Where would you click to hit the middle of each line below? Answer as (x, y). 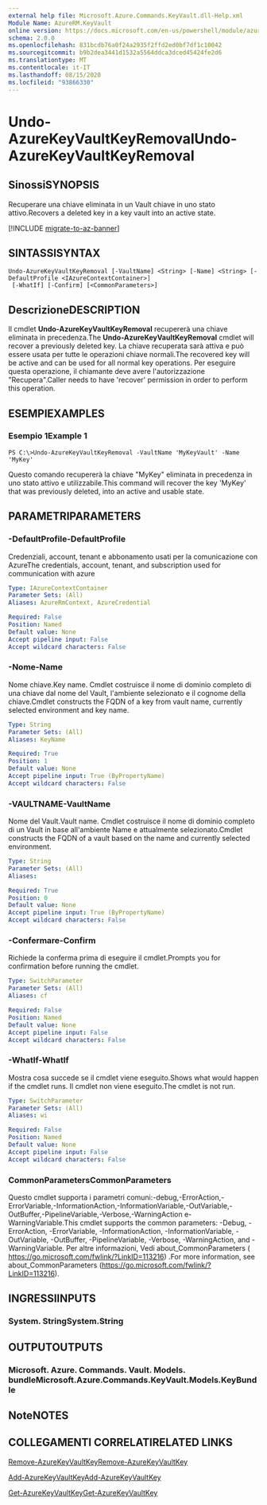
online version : (35, 30)
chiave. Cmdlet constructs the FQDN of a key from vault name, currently (126, 701)
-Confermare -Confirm (52, 941)
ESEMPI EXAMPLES (56, 413)
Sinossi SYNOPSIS (54, 185)
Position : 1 (28, 761)
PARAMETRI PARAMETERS (75, 516)
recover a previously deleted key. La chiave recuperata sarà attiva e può (126, 346)
